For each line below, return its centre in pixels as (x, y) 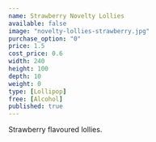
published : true (36, 106)
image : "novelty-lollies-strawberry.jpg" (79, 31)
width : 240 (27, 62)
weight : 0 (25, 84)
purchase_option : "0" (45, 39)
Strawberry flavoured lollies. (55, 130)
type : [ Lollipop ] (38, 91)
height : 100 (28, 69)
